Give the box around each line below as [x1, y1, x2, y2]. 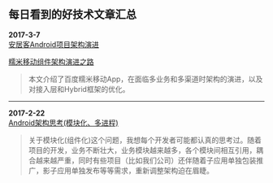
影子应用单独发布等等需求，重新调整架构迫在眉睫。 [42, 165, 214, 175]
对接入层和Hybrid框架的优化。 [28, 84, 130, 94]
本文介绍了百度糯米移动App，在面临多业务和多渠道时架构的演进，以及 [28, 74, 263, 84]
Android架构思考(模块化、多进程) [8, 117, 119, 128]
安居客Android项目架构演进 [8, 39, 99, 49]
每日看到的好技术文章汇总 [8, 7, 136, 22]
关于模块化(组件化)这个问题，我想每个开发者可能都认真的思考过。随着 [28, 135, 262, 145]
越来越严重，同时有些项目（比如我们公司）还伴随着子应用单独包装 [35, 155, 257, 165]
